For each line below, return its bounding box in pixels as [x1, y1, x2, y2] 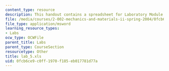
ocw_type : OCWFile [5, 35, 44, 40]
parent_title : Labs [5, 40, 46, 45]
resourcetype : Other [5, 49, 49, 54]
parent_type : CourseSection [5, 44, 64, 49]
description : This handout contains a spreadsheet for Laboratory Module [5, 12, 163, 17]
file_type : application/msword [5, 21, 71, 26]
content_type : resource [5, 7, 55, 12]
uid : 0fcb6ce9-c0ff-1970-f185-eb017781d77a [5, 58, 98, 63]
